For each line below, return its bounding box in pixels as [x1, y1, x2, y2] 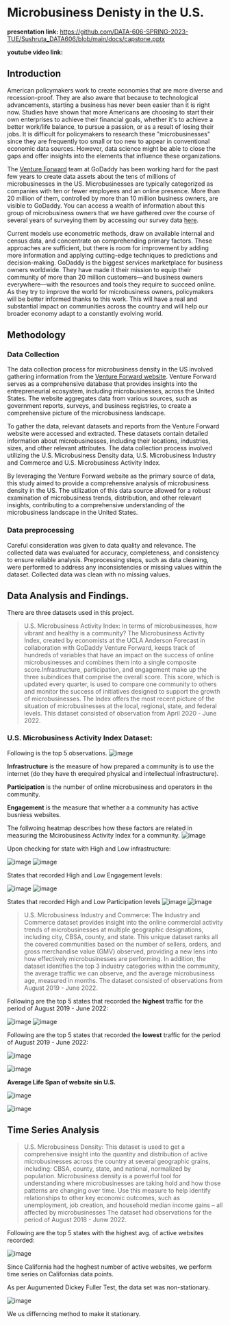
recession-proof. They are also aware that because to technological [7, 93, 199, 101]
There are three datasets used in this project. [7, 608, 134, 616]
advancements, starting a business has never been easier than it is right [7, 101, 210, 109]
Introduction [7, 68, 62, 80]
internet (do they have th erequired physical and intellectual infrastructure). [7, 769, 219, 777]
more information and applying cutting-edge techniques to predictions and [7, 251, 218, 259]
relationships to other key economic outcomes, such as [23, 1193, 180, 1202]
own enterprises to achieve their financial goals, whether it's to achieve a [7, 115, 214, 123]
